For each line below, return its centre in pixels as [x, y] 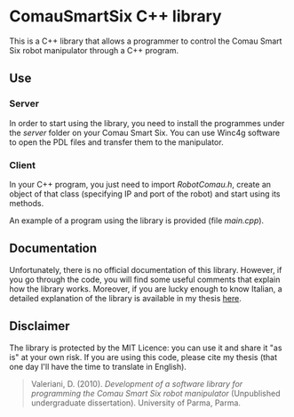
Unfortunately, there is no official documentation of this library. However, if [146, 269]
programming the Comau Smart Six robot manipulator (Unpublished [155, 393]
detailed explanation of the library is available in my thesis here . [125, 298]
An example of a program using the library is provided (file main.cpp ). [137, 221]
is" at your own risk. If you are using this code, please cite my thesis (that [143, 357]
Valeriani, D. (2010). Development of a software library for [137, 383]
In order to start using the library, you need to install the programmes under [147, 123]
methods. [27, 203]
